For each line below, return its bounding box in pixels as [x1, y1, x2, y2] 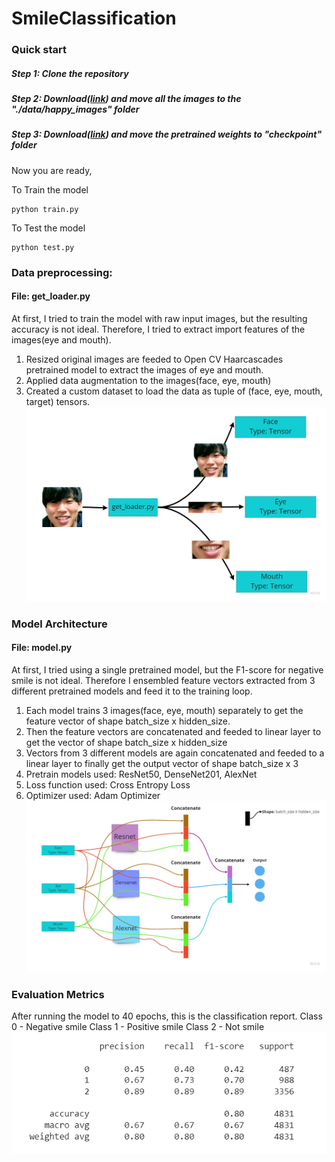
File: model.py [11, 642, 73, 654]
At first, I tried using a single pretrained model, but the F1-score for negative [11, 663, 324, 676]
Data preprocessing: [11, 265, 113, 279]
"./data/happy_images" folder [11, 103, 140, 116]
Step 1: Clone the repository [11, 67, 129, 79]
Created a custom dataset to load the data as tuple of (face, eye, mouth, [25, 385, 323, 397]
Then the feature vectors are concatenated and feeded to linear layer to [25, 725, 322, 737]
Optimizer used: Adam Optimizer [25, 789, 161, 801]
